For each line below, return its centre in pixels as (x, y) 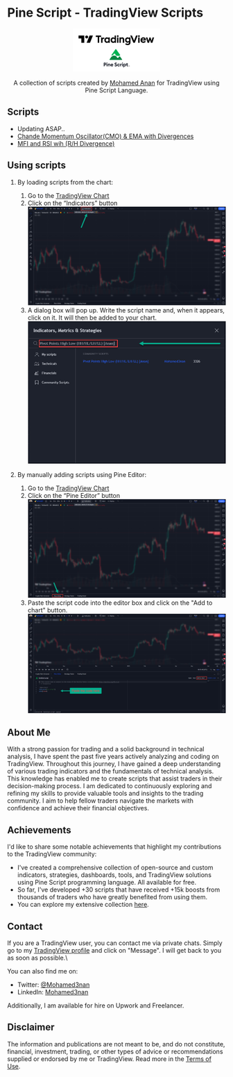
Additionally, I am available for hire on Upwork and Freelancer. (96, 1005)
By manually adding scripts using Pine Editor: (82, 474)
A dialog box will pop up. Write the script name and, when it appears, (126, 310)
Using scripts (37, 166)
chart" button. (48, 610)
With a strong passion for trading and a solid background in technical (106, 749)
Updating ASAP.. (41, 128)
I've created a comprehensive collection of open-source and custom (115, 868)
